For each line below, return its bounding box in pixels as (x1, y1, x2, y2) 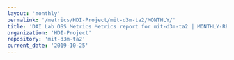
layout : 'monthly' (7, 10, 61, 17)
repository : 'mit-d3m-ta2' (7, 36, 86, 43)
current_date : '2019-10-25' (7, 42, 89, 49)
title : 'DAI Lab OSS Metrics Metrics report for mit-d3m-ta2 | (7, 23, 195, 30)
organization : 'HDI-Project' (7, 29, 92, 37)
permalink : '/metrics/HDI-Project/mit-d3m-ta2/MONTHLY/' (7, 17, 176, 23)
